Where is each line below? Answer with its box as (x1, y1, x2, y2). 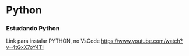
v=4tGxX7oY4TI (6, 44, 44, 51)
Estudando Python (6, 24, 60, 33)
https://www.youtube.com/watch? (101, 37, 183, 44)
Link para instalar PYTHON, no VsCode (6, 37, 100, 44)
